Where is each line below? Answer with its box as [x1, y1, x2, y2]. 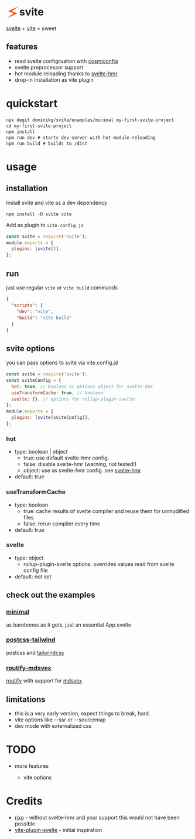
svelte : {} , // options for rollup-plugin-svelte [11, 396, 135, 402]
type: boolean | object [14, 448, 69, 455]
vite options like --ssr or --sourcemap [14, 716, 107, 723]
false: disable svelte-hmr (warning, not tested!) [23, 461, 137, 468]
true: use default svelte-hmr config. [23, 454, 110, 461]
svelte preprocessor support [14, 64, 84, 71]
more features [14, 762, 49, 770]
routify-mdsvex [6, 664, 52, 672]
